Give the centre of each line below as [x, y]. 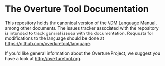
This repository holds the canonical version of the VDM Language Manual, [81, 23]
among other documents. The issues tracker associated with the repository [82, 28]
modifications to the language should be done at [55, 38]
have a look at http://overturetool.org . [43, 58]
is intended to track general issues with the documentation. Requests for [79, 33]
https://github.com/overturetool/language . [48, 43]
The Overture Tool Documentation [77, 9]
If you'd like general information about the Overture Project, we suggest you [83, 53]
